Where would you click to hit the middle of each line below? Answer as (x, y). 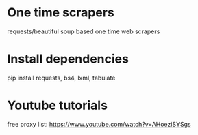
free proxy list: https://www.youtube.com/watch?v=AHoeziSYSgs (99, 124)
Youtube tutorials (58, 105)
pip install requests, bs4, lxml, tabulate (61, 78)
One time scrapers (61, 13)
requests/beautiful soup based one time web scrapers (84, 31)
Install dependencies (68, 59)
